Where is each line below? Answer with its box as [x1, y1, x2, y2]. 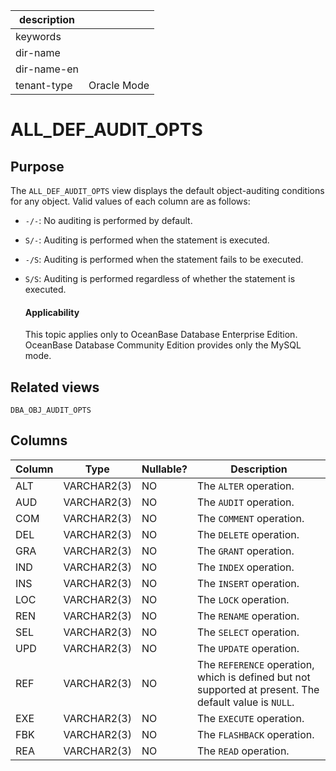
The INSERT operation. [197, 576, 300, 590]
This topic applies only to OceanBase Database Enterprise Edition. [24, 329, 298, 341]
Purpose [10, 158, 65, 175]
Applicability [24, 306, 80, 318]
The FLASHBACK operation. [197, 727, 315, 741]
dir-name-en [15, 62, 80, 76]
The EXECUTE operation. [197, 711, 305, 725]
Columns [10, 432, 68, 449]
